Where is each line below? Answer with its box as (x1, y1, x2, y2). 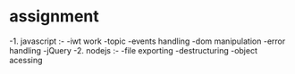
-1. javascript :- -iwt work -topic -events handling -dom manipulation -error (9, 36, 286, 46)
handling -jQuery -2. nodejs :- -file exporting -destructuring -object (9, 45, 257, 55)
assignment (9, 6, 100, 27)
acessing (9, 54, 43, 65)
